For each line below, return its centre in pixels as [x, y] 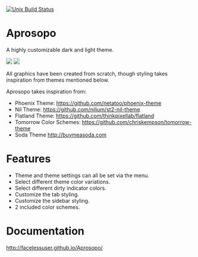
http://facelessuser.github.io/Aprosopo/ [54, 247]
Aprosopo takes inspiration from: [46, 91]
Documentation [45, 231]
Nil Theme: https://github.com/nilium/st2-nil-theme [77, 109]
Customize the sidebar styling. [52, 200]
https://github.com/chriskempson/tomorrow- [137, 122]
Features [29, 159]
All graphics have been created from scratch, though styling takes [87, 73]
